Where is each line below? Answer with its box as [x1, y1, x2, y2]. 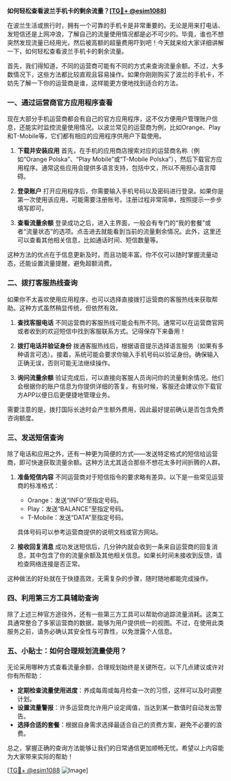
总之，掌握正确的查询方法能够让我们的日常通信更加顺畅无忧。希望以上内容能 [7, 744, 224, 752]
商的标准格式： [16, 481, 60, 489]
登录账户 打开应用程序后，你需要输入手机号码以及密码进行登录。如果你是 [16, 187, 224, 195]
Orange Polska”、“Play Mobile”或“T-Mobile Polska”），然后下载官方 [25, 155, 217, 164]
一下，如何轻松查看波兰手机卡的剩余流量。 [7, 47, 128, 55]
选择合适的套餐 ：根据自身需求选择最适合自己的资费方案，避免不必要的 [16, 720, 217, 729]
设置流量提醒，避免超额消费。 [30, 259, 115, 268]
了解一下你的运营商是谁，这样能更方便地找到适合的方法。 [19, 79, 182, 87]
